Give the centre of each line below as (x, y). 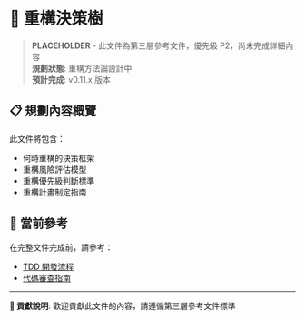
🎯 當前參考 (39, 224)
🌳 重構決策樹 (57, 19)
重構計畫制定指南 (54, 192)
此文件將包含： (37, 138)
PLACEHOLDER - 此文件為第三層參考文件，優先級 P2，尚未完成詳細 (158, 45)
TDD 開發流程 (48, 266)
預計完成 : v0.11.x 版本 (71, 79)
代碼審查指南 (46, 277)
